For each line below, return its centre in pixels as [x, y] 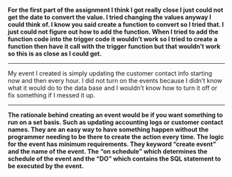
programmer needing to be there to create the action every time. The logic [116, 137]
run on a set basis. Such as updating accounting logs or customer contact [116, 122]
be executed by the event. [46, 166]
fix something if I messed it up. [52, 95]
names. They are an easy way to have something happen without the [108, 129]
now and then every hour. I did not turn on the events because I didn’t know [115, 81]
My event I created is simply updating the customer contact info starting [110, 73]
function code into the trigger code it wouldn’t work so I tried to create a [113, 39]
